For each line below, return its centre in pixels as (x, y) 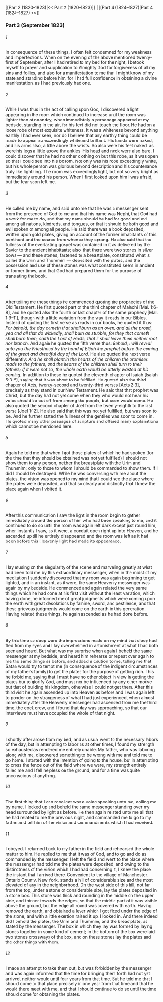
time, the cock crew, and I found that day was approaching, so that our (76, 708)
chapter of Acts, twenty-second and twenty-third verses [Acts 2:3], (73, 385)
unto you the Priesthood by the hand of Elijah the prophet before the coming (82, 348)
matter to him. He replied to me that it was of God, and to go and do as (76, 854)
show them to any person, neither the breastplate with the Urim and (73, 463)
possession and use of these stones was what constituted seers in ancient (80, 265)
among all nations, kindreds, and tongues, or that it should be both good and (82, 224)
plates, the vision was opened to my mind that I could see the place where (80, 479)
